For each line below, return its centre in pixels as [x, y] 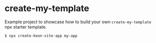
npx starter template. [26, 27]
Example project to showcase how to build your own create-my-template [78, 22]
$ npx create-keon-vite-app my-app [41, 36]
